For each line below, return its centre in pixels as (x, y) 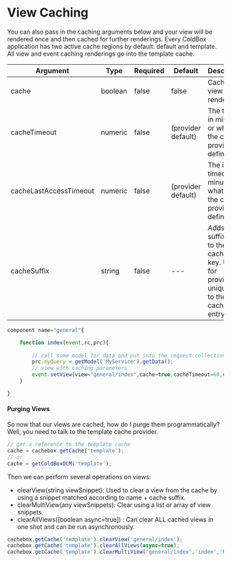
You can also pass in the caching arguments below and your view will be (110, 32)
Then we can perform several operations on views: (79, 477)
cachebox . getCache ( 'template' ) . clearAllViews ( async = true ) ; (93, 545)
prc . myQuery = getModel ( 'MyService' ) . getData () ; (103, 362)
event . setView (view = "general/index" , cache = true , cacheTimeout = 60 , (128, 375)
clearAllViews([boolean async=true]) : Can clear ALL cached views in (115, 519)
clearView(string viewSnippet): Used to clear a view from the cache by (117, 490)
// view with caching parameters (80, 368)
